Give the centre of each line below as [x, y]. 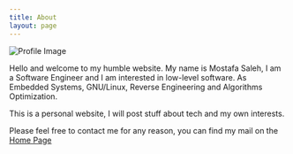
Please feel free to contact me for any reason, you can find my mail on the [144, 130]
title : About [33, 17]
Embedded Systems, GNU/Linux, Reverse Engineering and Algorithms [136, 87]
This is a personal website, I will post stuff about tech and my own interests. [147, 113]
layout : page [33, 26]
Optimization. [34, 96]
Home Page [30, 140]
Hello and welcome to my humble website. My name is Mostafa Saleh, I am [145, 68]
